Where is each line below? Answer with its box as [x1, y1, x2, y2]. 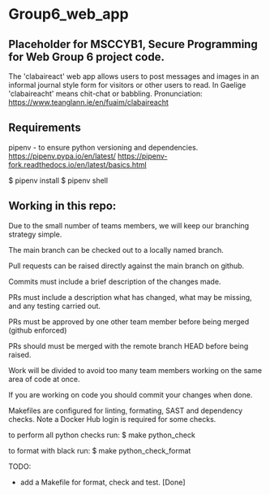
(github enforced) [8, 325, 67, 335]
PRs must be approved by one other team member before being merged [8, 316, 250, 326]
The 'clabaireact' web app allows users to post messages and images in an [8, 72, 259, 81]
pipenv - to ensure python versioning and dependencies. [8, 142, 199, 152]
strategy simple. [8, 229, 62, 239]
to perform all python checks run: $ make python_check [8, 430, 196, 440]
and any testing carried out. [8, 301, 101, 310]
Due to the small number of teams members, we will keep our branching [8, 220, 250, 230]
